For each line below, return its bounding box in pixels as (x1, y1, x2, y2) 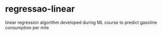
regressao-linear (5, 3, 75, 15)
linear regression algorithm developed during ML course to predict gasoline (5, 19, 158, 25)
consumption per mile (5, 24, 49, 30)
